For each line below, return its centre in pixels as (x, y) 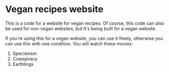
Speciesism (25, 53)
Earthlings (23, 64)
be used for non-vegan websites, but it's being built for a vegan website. (81, 28)
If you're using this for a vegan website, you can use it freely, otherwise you (84, 38)
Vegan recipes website (54, 9)
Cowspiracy (25, 58)
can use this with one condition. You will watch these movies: (69, 43)
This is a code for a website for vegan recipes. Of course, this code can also (85, 23)
